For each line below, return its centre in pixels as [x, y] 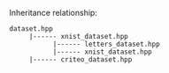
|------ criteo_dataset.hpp [81, 60]
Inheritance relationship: [53, 13]
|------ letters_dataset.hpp [107, 44]
